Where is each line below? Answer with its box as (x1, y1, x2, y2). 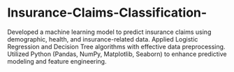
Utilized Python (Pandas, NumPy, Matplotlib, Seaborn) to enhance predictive (7, 50, 227, 58)
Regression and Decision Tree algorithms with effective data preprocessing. (7, 42, 226, 51)
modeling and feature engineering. (7, 57, 107, 65)
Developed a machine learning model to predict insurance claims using (7, 28, 212, 36)
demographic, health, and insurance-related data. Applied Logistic (7, 35, 198, 43)
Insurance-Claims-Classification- (7, 5, 207, 21)
